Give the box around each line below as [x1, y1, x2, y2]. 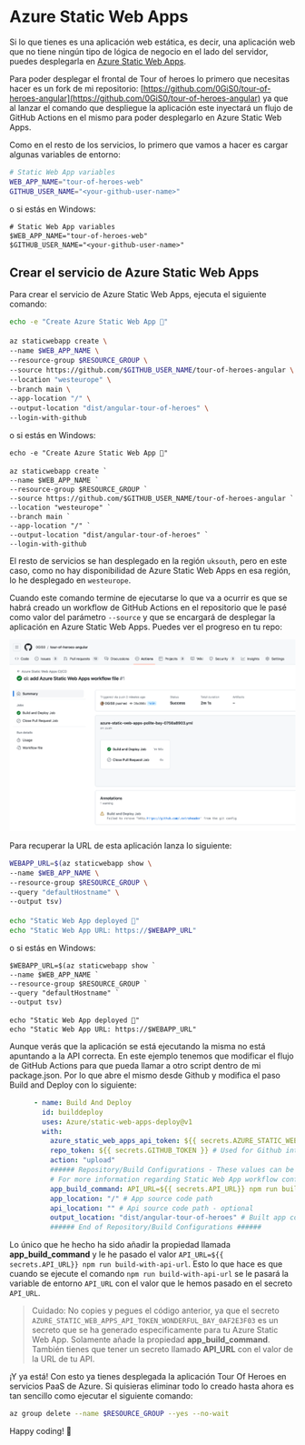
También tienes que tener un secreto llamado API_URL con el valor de [31, 1344, 293, 1355]
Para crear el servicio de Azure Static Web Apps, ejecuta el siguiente [9, 289, 267, 300]
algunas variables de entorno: [9, 148, 121, 160]
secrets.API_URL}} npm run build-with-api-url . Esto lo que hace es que [9, 1259, 283, 1269]
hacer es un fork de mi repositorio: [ [9, 83, 144, 94]
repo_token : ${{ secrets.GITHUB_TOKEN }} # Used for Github [49, 1146, 282, 1156]
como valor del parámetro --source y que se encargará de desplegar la [9, 612, 276, 622]
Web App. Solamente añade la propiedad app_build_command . [31, 1334, 271, 1345]
